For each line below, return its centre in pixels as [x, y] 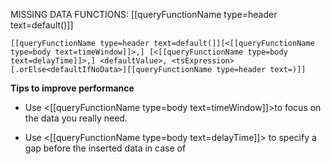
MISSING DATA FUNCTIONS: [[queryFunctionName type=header [144, 14]
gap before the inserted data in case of [105, 148]
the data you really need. [76, 118]
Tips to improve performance [72, 88]
